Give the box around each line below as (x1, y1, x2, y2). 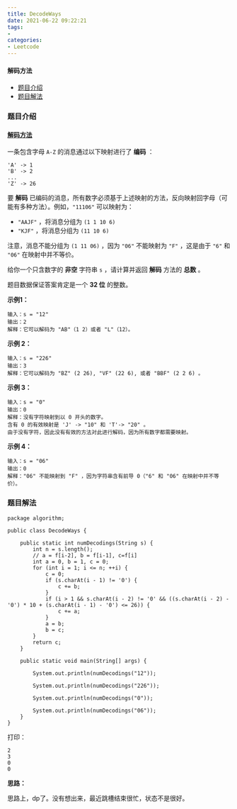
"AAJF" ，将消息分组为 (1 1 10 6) (17, 218, 116, 226)
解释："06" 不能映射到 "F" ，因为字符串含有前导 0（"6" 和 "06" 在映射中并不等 (7, 473, 219, 480)
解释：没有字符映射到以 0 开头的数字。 (7, 414, 107, 421)
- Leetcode (7, 43, 40, 50)
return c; (33, 639, 62, 646)
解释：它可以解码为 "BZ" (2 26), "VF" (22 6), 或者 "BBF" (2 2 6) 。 (7, 370, 204, 377)
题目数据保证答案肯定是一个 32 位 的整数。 (7, 281, 132, 289)
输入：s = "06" (7, 458, 49, 465)
